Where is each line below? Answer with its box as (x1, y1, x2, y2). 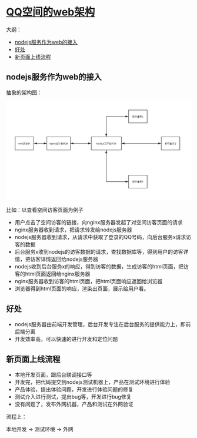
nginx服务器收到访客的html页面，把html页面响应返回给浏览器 (14, 277, 163, 284)
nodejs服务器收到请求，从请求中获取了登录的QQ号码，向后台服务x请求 (14, 233, 186, 240)
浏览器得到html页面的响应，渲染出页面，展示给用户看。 (14, 285, 149, 292)
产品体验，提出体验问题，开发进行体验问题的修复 (14, 386, 133, 393)
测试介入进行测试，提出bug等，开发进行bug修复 (14, 393, 132, 400)
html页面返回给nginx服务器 (25, 270, 91, 277)
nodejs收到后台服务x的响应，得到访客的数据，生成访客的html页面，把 (14, 263, 184, 270)
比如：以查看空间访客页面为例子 (6, 206, 84, 213)
